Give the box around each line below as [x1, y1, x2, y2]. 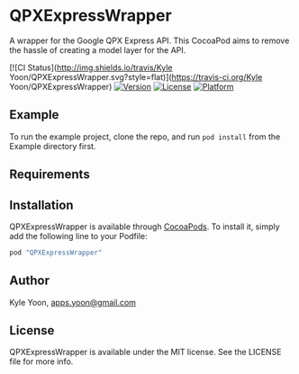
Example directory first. [9, 140, 96, 151]
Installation [9, 197, 74, 212]
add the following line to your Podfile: [9, 230, 149, 241]
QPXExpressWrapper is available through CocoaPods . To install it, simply [9, 221, 281, 232]
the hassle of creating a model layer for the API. [9, 44, 186, 55]
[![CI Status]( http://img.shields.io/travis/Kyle [9, 62, 173, 73]
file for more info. [9, 356, 74, 367]
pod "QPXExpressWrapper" [9, 248, 103, 257]
